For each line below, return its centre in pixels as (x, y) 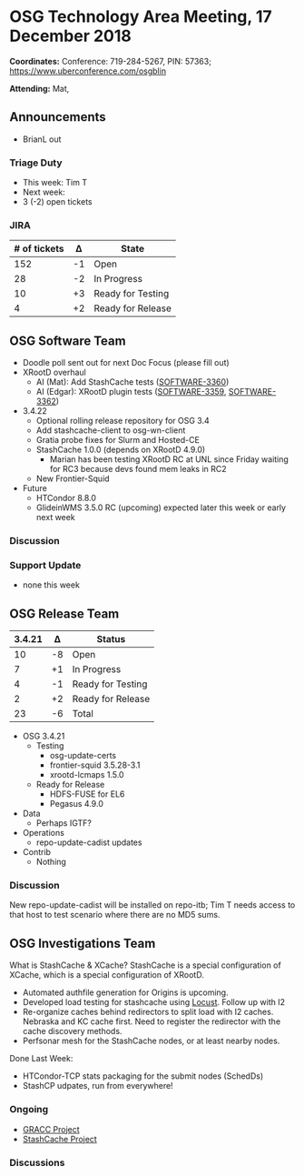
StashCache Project (59, 1139)
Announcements (58, 117)
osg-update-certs (83, 756)
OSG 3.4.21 (44, 736)
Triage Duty (36, 163)
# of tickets (39, 249)
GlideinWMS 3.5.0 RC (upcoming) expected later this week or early (161, 508)
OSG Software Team (68, 341)
